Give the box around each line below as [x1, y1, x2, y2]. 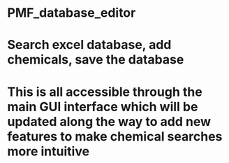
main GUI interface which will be [7, 99, 198, 115]
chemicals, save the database [7, 52, 184, 68]
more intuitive [7, 143, 89, 159]
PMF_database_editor [7, 5, 136, 21]
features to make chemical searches [7, 128, 223, 144]
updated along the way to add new [7, 113, 212, 129]
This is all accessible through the [7, 84, 202, 99]
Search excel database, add [7, 37, 172, 53]
